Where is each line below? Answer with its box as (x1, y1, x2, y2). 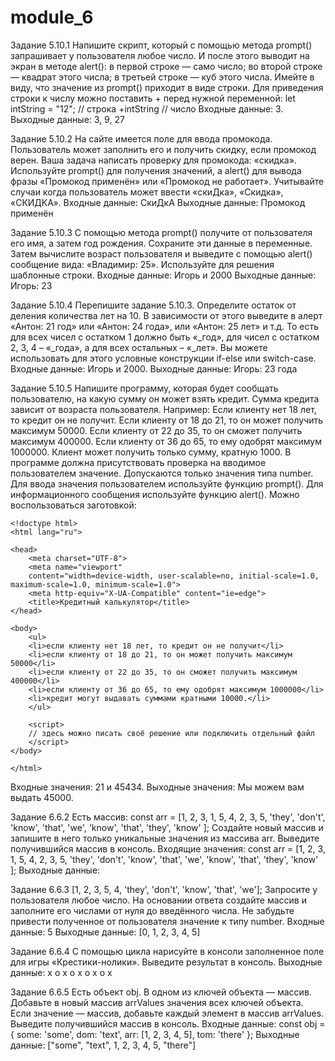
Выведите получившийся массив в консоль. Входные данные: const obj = (10, 1017, 326, 1030)
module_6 (10, 6, 94, 29)
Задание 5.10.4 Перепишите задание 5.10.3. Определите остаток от (10, 299, 297, 311)
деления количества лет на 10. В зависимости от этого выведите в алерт (10, 309, 323, 321)
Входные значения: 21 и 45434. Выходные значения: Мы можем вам (10, 781, 305, 793)
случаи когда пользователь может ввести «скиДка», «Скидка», (10, 186, 284, 198)
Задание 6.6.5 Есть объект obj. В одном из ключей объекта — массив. (10, 986, 312, 998)
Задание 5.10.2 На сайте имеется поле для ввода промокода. (10, 132, 273, 145)
